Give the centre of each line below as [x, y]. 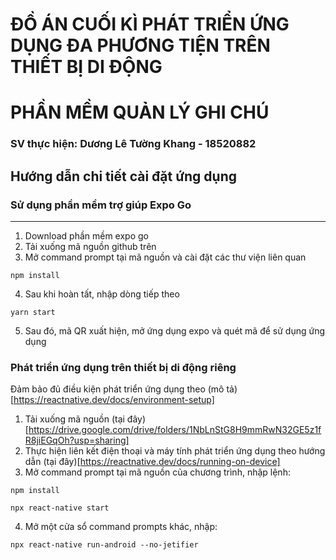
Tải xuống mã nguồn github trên [90, 246]
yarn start [33, 312]
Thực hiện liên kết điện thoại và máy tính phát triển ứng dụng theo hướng [175, 451]
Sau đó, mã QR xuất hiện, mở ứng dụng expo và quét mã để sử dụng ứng [174, 330]
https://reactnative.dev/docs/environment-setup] [114, 400]
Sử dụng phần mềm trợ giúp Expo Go [101, 205]
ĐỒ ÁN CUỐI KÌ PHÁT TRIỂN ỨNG [150, 24]
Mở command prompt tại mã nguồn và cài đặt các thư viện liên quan [165, 257]
